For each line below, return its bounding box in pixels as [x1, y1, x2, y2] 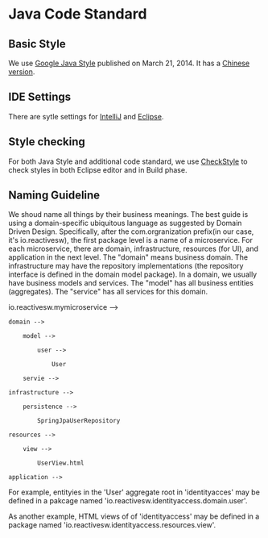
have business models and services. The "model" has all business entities [8, 278, 254, 288]
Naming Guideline [8, 189, 101, 202]
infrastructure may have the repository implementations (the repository [8, 261, 244, 271]
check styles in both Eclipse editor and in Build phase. [8, 165, 188, 174]
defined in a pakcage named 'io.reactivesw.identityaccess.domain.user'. [8, 496, 248, 506]
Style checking [8, 135, 86, 149]
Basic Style [8, 37, 66, 51]
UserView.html [37, 459, 85, 468]
